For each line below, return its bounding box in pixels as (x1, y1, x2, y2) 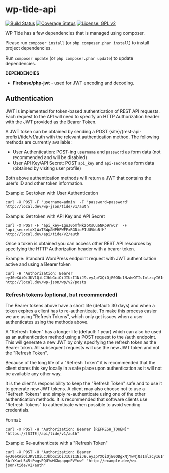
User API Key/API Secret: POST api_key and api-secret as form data (12, 160, 154, 166)
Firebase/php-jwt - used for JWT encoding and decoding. (12, 80, 134, 86)
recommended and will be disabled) (12, 154, 87, 160)
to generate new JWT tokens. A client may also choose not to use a (5, 386, 145, 392)
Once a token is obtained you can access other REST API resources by (5, 240, 152, 246)
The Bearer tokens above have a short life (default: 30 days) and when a (5, 303, 155, 309)
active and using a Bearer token (5, 261, 71, 267)
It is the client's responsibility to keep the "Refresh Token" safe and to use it (5, 380, 162, 387)
